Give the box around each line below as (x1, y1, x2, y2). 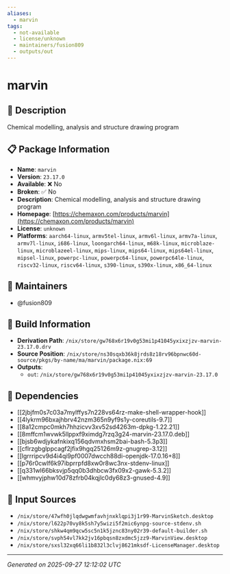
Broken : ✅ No (16, 187, 57, 196)
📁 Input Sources (7, 493, 77, 505)
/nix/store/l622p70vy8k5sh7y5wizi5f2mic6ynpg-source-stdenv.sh (16, 520, 202, 527)
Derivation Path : (16, 337, 64, 345)
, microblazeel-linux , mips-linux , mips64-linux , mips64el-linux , (32, 246, 214, 254)
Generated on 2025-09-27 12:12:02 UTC (7, 560, 121, 569)
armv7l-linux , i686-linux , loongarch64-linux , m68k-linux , (16, 239, 180, 247)
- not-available (13, 29, 60, 36)
